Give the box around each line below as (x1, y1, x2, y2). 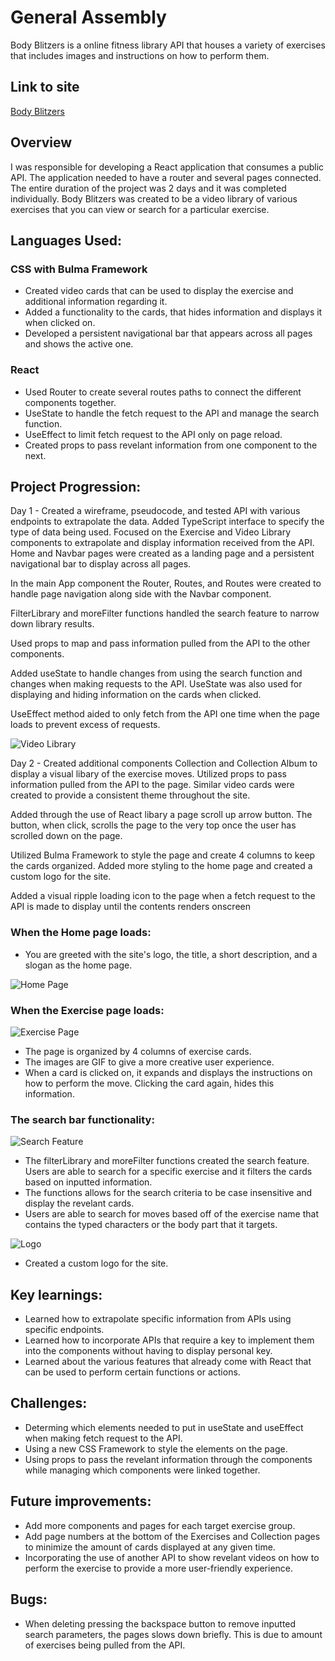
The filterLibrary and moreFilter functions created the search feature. (24, 1155, 310, 1167)
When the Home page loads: (10, 926, 152, 940)
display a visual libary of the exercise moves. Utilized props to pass (10, 768, 287, 780)
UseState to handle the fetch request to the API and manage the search (24, 407, 320, 419)
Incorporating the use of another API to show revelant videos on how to (24, 1551, 320, 1563)
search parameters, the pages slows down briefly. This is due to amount (24, 1628, 323, 1640)
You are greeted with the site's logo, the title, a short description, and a (24, 948, 318, 960)
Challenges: (10, 1395, 88, 1412)
